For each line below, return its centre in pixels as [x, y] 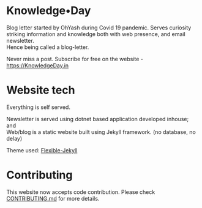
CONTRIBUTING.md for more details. [53, 198]
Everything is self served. [38, 107]
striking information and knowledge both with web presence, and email [96, 34]
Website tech [41, 90]
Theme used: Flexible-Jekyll [42, 150]
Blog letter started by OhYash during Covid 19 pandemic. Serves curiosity [99, 28]
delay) [14, 138]
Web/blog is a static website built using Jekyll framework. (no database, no [101, 132]
